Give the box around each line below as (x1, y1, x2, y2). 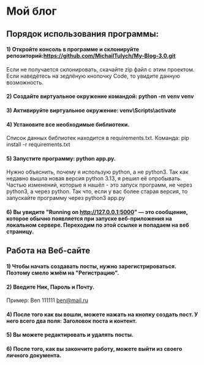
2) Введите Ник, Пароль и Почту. (6, 283, 95, 290)
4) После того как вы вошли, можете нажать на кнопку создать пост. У (6, 311, 198, 318)
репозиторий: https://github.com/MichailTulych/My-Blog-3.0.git (6, 52, 176, 59)
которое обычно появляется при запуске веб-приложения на (6, 215, 173, 222)
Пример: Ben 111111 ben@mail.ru (6, 297, 89, 304)
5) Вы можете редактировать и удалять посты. (6, 331, 134, 339)
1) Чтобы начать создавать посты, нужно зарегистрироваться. (6, 262, 176, 270)
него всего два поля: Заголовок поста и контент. (6, 317, 137, 325)
